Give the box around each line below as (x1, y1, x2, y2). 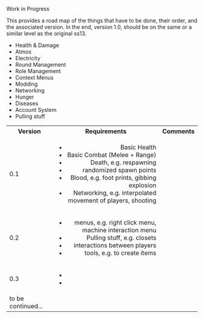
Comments (161, 127, 195, 136)
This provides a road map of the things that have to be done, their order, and (6, 17, 197, 24)
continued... (9, 302, 44, 310)
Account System (15, 106, 57, 113)
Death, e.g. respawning (90, 158, 157, 167)
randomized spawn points (82, 166, 157, 174)
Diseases (15, 100, 38, 107)
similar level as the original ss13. (6, 30, 87, 37)
